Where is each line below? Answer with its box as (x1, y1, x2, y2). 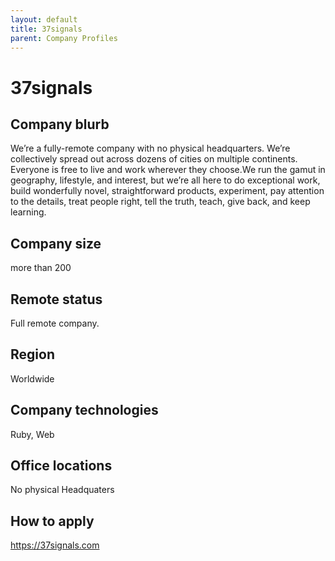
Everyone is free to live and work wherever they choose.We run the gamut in (10, 164, 326, 176)
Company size (10, 235, 102, 252)
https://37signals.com (10, 539, 100, 551)
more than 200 (10, 262, 72, 274)
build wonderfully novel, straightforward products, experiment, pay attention (10, 185, 325, 197)
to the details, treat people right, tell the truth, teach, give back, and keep (10, 196, 311, 208)
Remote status (10, 291, 103, 308)
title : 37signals (10, 24, 83, 34)
